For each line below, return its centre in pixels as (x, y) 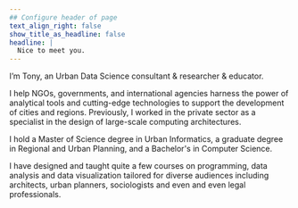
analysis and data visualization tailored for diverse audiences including (139, 176)
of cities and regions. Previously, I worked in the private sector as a (132, 112)
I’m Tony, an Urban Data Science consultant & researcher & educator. (137, 76)
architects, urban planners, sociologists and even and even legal (128, 185)
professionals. (35, 195)
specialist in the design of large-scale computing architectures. (125, 122)
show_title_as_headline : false (67, 34)
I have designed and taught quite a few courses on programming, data (138, 166)
